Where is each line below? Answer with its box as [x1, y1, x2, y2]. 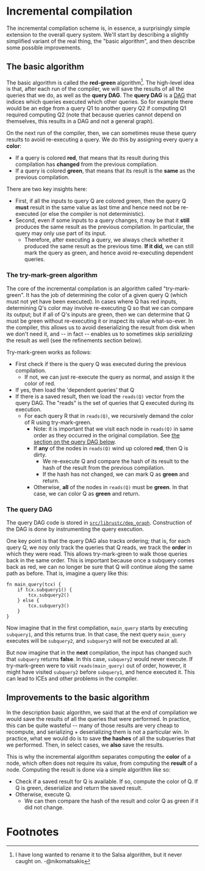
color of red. [24, 379, 56, 387]
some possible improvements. [6, 44, 82, 51]
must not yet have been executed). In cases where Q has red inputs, [6, 298, 178, 305]
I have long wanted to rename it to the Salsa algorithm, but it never [15, 851, 182, 858]
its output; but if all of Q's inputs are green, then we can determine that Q [6, 310, 190, 318]
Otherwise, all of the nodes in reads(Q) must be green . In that [33, 483, 189, 490]
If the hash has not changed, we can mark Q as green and [42, 470, 189, 478]
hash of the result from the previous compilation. [42, 464, 165, 471]
